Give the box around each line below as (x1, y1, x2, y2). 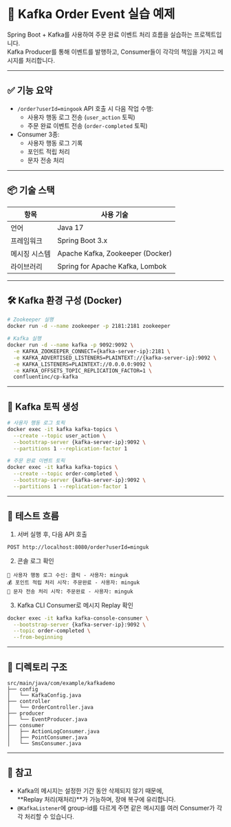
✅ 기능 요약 (7, 85, 53, 96)
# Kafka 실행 (7, 335, 42, 342)
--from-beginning (13, 634, 63, 641)
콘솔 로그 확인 (16, 556, 54, 565)
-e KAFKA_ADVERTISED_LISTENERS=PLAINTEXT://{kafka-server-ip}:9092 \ (13, 354, 217, 362)
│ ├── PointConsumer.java (7, 734, 88, 741)
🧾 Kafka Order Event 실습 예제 (7, 6, 175, 22)
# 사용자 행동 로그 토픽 (7, 419, 65, 427)
